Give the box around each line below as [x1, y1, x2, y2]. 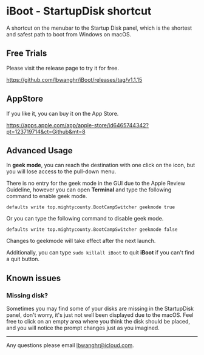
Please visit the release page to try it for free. [6, 64, 120, 71]
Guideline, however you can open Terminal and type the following [6, 186, 172, 193]
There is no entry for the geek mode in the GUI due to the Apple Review [6, 180, 185, 187]
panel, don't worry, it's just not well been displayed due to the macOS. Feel [6, 311, 194, 319]
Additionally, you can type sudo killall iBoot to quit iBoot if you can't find [6, 249, 195, 256]
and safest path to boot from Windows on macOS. [6, 30, 132, 38]
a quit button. [6, 256, 40, 263]
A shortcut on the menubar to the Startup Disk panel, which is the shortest [6, 24, 192, 32]
